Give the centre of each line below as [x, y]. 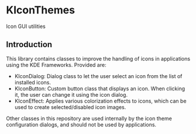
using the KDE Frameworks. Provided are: [56, 65]
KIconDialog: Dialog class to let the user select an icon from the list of [98, 76]
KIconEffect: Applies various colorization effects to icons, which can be [100, 101]
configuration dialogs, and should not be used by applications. [81, 124]
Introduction [29, 45]
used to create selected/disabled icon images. [70, 107]
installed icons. [33, 82]
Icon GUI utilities [26, 26]
